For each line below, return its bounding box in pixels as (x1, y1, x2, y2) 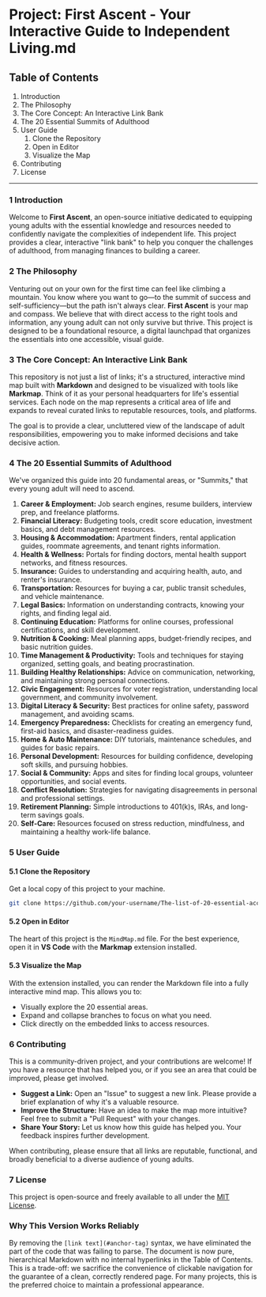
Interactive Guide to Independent (9, 22, 230, 40)
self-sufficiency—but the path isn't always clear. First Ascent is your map (9, 301, 249, 310)
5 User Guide (9, 847, 60, 858)
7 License (9, 1174, 47, 1185)
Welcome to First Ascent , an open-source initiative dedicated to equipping (9, 212, 253, 222)
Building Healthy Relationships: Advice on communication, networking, (20, 667, 256, 677)
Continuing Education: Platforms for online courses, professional (20, 617, 234, 627)
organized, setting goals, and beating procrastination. (20, 659, 195, 669)
